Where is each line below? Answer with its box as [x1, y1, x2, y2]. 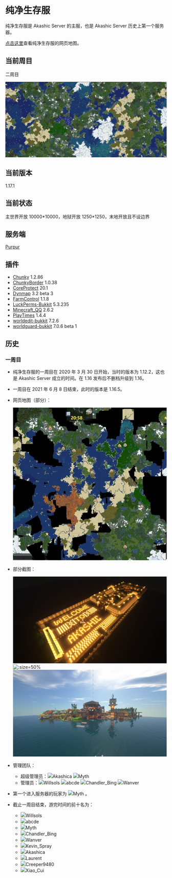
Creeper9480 [25, 862, 55, 868]
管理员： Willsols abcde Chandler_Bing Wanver [20, 780, 139, 786]
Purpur [5, 244, 20, 250]
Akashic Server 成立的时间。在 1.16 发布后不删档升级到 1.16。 [18, 375, 147, 381]
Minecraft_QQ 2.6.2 [12, 307, 54, 313]
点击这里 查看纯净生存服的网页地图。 [5, 40, 82, 46]
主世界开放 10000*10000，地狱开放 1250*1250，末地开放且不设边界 [5, 213, 150, 219]
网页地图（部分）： [12, 397, 51, 403]
